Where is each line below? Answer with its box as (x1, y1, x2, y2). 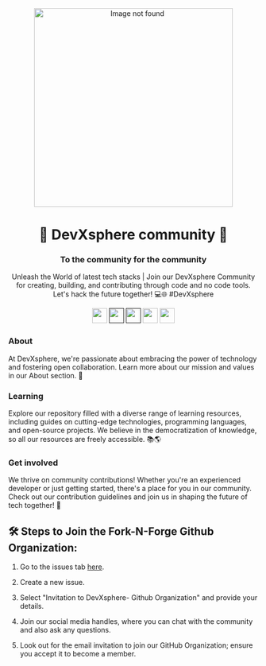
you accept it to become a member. (19, 649, 137, 659)
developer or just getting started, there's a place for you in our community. (8, 484, 253, 494)
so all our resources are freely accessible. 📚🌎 (8, 435, 161, 444)
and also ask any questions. (19, 625, 111, 635)
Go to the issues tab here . (19, 562, 105, 571)
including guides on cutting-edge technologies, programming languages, (8, 417, 248, 427)
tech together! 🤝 (8, 501, 61, 510)
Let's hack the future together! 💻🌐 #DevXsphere (52, 289, 214, 299)
